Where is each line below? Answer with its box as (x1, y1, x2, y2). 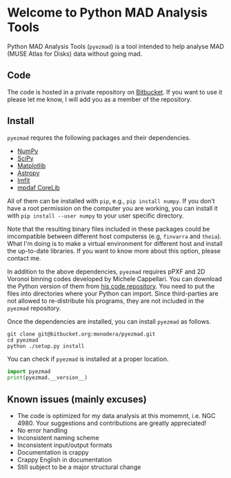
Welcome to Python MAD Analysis (7, 5, 208, 21)
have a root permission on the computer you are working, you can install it (7, 204, 219, 212)
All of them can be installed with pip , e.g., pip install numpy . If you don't (7, 196, 215, 205)
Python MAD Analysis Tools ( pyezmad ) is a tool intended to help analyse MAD (7, 42, 224, 50)
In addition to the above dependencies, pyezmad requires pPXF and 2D (7, 267, 205, 276)
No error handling (17, 426, 68, 435)
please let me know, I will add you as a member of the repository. (7, 95, 192, 103)
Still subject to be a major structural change (17, 463, 141, 471)
